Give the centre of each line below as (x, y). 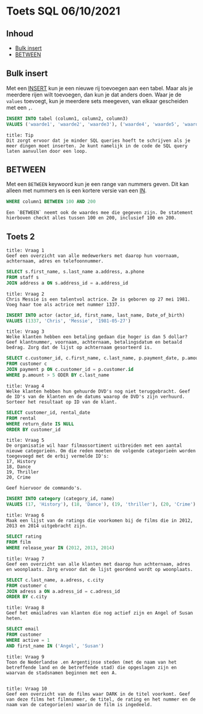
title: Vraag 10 (27, 689)
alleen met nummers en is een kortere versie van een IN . (76, 191)
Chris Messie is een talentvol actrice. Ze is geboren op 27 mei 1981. (98, 299)
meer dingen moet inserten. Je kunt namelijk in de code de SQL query (97, 146)
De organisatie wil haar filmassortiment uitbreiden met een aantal (94, 446)
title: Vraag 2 (25, 294)
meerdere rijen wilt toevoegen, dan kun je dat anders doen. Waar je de (94, 95)
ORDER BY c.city (27, 597)
